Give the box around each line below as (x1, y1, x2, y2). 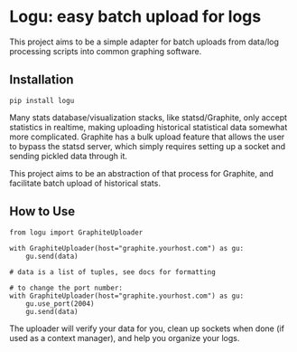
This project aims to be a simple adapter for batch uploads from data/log (9, 36, 280, 47)
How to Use (9, 204, 76, 219)
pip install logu (9, 96, 75, 105)
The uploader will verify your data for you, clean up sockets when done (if (9, 323, 284, 334)
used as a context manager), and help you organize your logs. (9, 332, 240, 343)
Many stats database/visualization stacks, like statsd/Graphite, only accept (9, 111, 287, 123)
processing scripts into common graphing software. (9, 45, 202, 56)
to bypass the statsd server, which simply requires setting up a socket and (9, 140, 286, 151)
